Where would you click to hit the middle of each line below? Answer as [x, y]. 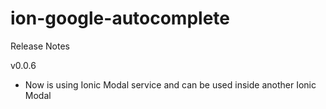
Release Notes [40, 46]
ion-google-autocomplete [120, 18]
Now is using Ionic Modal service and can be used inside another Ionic [170, 84]
